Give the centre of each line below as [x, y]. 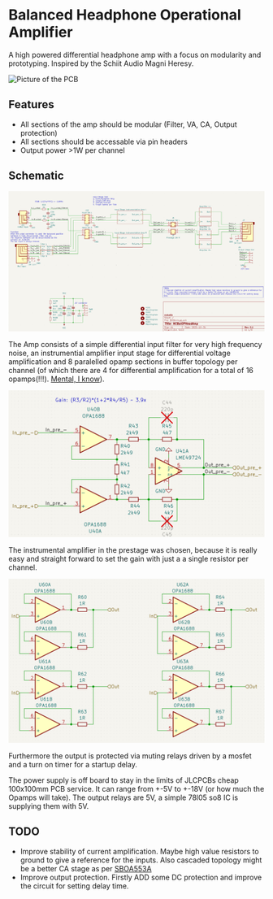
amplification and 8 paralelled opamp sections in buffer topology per [123, 361]
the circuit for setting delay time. [74, 886]
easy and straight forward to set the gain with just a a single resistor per [129, 559]
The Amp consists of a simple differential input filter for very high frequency [135, 344]
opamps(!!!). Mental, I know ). [56, 379]
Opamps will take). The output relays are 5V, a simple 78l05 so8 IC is [123, 797]
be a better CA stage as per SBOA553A [86, 868]
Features [31, 104]
